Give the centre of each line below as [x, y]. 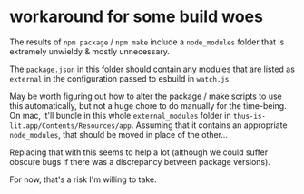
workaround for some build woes [136, 17]
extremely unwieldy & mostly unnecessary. [90, 51]
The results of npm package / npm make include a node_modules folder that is [147, 42]
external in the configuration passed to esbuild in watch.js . [121, 78]
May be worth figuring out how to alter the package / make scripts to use [146, 96]
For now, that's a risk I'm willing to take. [83, 179]
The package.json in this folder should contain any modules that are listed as [152, 69]
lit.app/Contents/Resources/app [70, 126]
